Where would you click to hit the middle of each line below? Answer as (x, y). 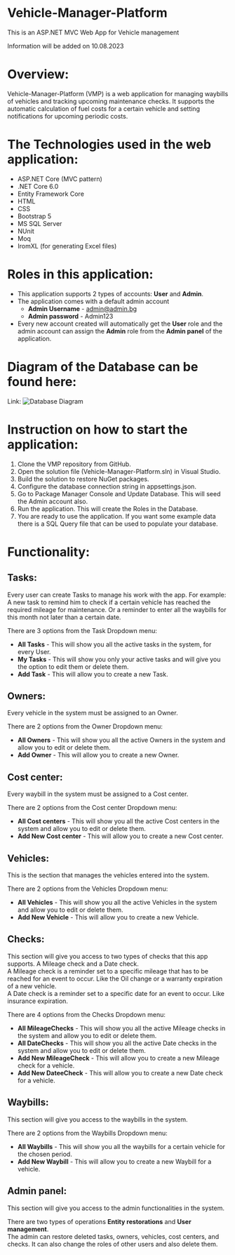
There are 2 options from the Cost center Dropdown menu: (92, 808)
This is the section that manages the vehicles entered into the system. (108, 875)
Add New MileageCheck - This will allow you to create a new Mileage (118, 1058)
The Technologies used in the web (109, 145)
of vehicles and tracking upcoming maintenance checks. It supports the (111, 101)
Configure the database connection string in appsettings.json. (107, 486)
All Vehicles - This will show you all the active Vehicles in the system (117, 903)
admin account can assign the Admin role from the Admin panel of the (120, 331)
